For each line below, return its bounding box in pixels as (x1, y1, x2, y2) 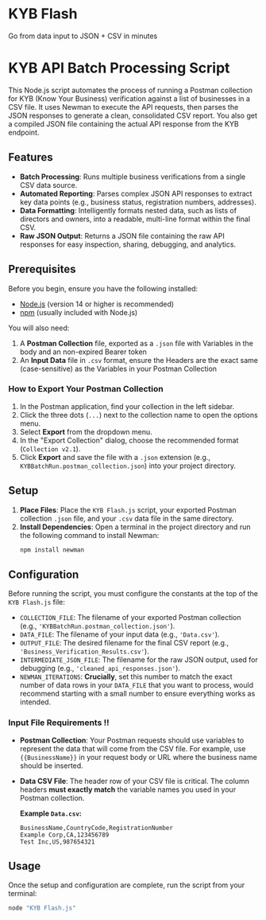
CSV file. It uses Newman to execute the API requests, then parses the (8, 102, 239, 111)
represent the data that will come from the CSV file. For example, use (19, 743, 246, 753)
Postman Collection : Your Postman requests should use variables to (19, 735, 245, 745)
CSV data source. (19, 180, 78, 189)
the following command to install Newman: (19, 530, 160, 540)
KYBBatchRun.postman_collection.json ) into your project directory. (19, 461, 237, 470)
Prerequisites (8, 263, 76, 276)
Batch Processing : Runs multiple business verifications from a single (19, 172, 246, 181)
